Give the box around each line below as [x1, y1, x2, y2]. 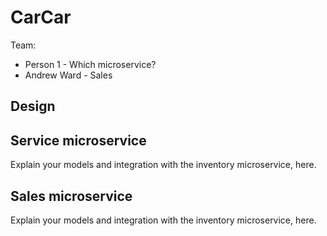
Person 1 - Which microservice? [24, 58, 157, 70]
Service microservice [10, 132, 147, 149]
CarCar [10, 6, 72, 29]
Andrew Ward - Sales [24, 69, 113, 81]
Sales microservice [10, 187, 133, 205]
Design [10, 98, 56, 115]
